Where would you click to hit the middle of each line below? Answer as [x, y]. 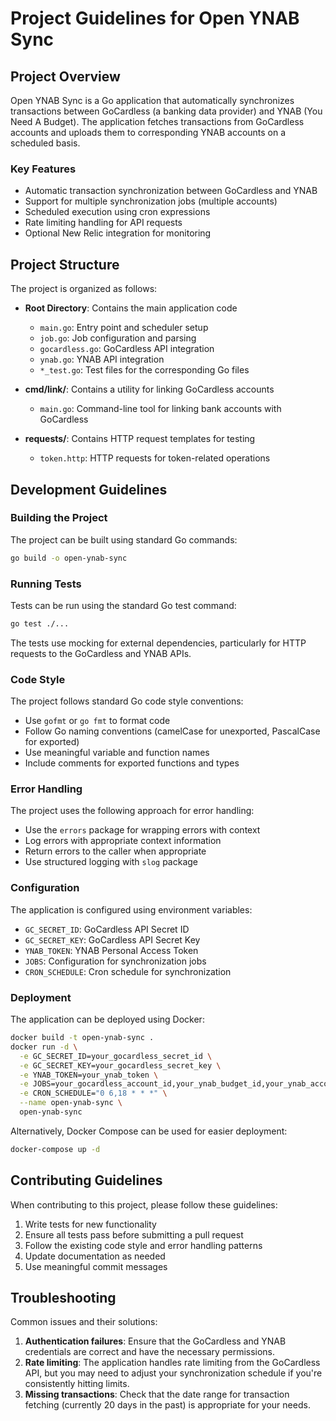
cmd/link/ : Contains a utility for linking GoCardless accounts [149, 389]
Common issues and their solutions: [84, 1322]
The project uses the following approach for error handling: [132, 811]
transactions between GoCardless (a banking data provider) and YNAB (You [166, 111]
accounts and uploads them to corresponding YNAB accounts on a [148, 132]
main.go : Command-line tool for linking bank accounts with [160, 409]
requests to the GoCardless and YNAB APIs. [101, 653]
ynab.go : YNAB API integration [102, 359]
